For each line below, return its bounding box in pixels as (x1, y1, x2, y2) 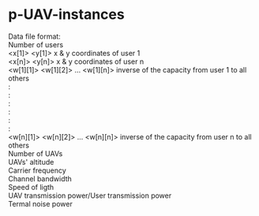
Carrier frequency (8, 166, 67, 175)
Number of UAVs (8, 148, 63, 158)
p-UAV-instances (8, 6, 125, 24)
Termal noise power (8, 199, 73, 208)
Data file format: (8, 32, 61, 41)
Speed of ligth (8, 182, 54, 192)
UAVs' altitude (8, 157, 54, 166)
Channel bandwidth (8, 173, 73, 183)
